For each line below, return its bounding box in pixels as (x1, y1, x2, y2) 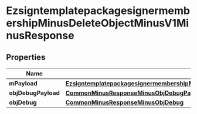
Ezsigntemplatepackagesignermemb (6, 4, 191, 18)
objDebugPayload (9, 89, 60, 97)
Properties (6, 52, 46, 62)
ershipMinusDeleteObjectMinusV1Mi (6, 16, 189, 30)
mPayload (9, 80, 38, 87)
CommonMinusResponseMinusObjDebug (65, 98, 184, 106)
